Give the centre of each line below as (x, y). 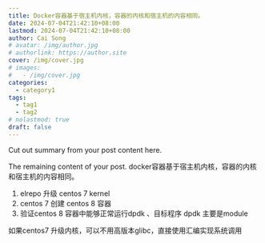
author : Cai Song (37, 38)
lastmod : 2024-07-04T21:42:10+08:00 (69, 30)
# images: (25, 68)
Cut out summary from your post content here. (85, 149)
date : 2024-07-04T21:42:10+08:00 (64, 23)
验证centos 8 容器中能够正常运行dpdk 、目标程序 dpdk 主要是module (134, 213)
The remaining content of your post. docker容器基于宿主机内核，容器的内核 (133, 166)
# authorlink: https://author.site (68, 53)
